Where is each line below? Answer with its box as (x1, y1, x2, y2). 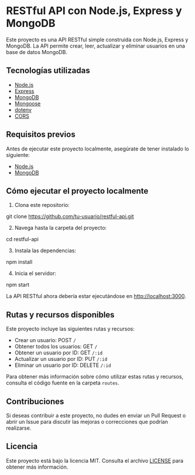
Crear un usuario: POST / (14, 337, 76, 344)
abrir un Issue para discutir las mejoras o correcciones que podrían (6, 419, 168, 425)
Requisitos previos (6, 129, 76, 139)
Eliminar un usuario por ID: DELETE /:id (14, 362, 111, 369)
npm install (6, 259, 33, 266)
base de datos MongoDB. (6, 48, 67, 55)
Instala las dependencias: (14, 247, 76, 254)
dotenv (14, 106, 32, 113)
